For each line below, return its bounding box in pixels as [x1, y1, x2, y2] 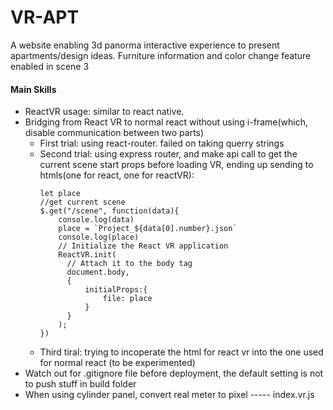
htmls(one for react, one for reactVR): [39, 169, 195, 181]
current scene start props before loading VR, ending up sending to [39, 159, 314, 171]
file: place [102, 294, 153, 304]
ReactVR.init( [58, 250, 117, 260]
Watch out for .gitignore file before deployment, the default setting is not [24, 367, 324, 380]
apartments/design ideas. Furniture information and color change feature [10, 49, 312, 61]
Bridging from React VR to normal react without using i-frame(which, [24, 116, 308, 128]
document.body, [66, 267, 130, 278]
